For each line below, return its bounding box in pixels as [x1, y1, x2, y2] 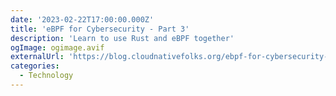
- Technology [19, 71, 74, 81]
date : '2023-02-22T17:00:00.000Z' [10, 14, 155, 25]
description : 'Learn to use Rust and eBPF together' [10, 33, 235, 43]
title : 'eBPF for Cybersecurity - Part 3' [10, 24, 190, 34]
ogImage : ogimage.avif [10, 42, 105, 53]
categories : [10, 61, 60, 71]
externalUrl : [10, 52, 65, 62]
